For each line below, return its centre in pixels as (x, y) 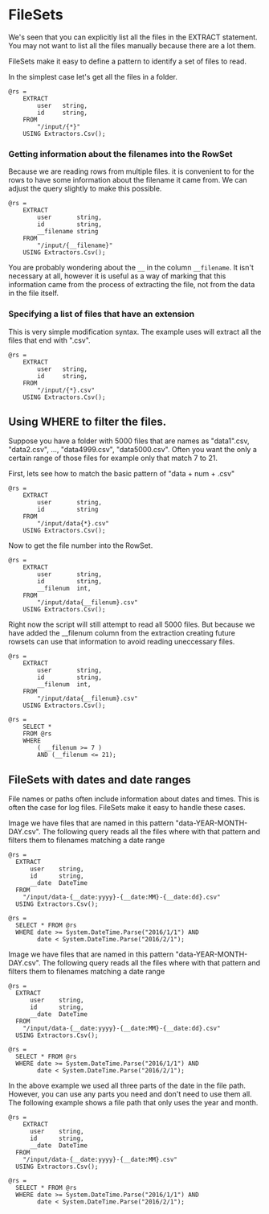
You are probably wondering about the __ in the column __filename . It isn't (131, 268)
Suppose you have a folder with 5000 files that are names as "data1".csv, (129, 441)
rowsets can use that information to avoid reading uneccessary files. (122, 642)
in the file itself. (33, 293)
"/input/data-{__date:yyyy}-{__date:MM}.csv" (100, 1160)
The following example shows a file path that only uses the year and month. (133, 1103)
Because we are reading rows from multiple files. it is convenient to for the (131, 171)
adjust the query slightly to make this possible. (85, 189)
